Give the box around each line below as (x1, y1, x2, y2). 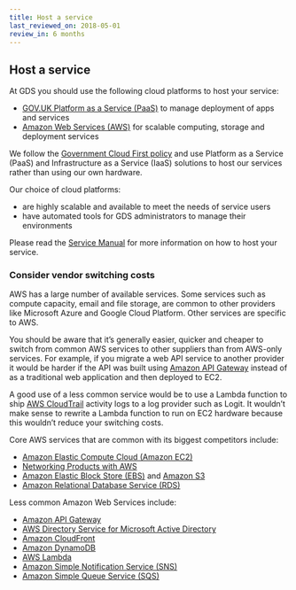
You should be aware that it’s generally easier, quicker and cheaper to (9, 334, 264, 345)
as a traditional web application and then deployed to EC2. (9, 372, 222, 383)
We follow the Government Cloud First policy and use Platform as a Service (9, 148, 284, 159)
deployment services (21, 131, 99, 142)
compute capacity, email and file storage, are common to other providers (9, 299, 277, 309)
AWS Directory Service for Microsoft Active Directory (21, 524, 217, 534)
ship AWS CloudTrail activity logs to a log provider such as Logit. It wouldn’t (9, 399, 286, 409)
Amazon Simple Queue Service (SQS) (21, 571, 160, 581)
